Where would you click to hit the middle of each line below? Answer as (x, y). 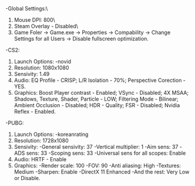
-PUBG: (15, 123)
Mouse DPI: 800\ (34, 20)
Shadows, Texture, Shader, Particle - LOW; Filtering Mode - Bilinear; (96, 99)
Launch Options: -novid (43, 62)
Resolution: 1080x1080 (41, 68)
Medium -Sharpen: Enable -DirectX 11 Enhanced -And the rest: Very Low (102, 172)
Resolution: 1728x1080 (41, 140)
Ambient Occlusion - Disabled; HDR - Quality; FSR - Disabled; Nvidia (97, 105)
